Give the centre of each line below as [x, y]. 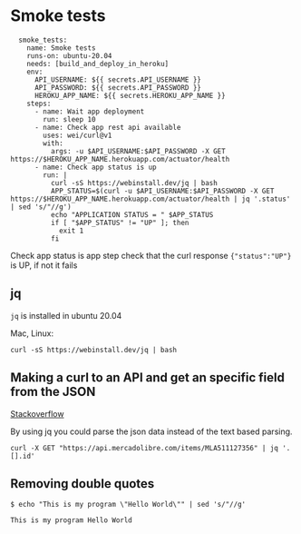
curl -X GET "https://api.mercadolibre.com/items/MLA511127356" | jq [145, 448]
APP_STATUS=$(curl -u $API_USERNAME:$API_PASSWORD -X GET [162, 191]
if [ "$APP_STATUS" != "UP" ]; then [120, 222]
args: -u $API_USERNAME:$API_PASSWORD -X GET [138, 151]
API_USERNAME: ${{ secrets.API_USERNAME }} [118, 79]
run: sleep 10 [69, 119]
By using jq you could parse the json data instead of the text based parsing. [151, 431]
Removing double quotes [83, 484]
